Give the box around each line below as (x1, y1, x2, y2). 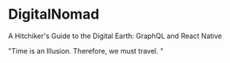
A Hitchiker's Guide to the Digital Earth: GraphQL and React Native (8, 31, 222, 40)
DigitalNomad (8, 5, 100, 23)
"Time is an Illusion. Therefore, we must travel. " (8, 46, 164, 55)
